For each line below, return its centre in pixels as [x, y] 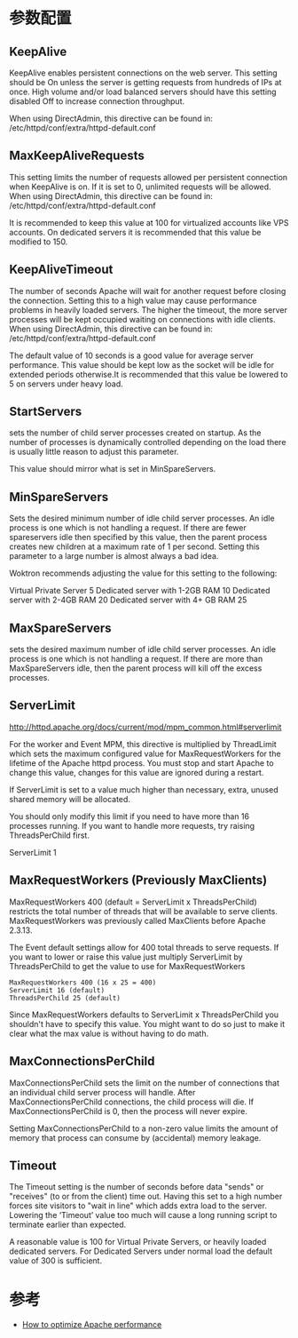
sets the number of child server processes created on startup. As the [135, 433]
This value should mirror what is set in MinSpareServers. [113, 469]
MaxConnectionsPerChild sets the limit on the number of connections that [145, 1083]
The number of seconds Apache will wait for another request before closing [148, 291]
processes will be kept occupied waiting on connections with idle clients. [142, 319]
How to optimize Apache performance [92, 1325]
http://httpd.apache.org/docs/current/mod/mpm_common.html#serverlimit [145, 727]
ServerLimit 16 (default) [57, 990]
